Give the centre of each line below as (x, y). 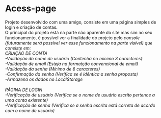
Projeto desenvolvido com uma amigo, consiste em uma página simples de (80, 22)
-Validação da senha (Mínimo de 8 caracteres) (53, 69)
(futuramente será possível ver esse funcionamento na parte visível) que (79, 43)
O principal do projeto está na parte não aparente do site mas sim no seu (79, 32)
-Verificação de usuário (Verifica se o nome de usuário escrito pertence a (80, 95)
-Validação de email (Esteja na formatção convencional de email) (72, 64)
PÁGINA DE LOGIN (24, 90)
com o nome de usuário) (30, 110)
